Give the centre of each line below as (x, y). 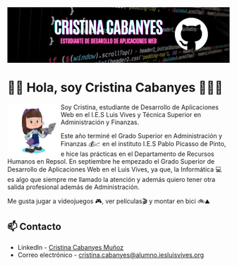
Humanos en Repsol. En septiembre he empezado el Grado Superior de (111, 161)
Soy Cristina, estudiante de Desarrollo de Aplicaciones (139, 107)
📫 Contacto (34, 227)
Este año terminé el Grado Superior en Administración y (141, 135)
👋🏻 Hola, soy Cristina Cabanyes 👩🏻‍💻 (115, 88)
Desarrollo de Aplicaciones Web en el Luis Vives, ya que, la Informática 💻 (115, 169)
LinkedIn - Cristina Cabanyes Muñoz (71, 247)
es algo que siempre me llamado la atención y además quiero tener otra (111, 179)
